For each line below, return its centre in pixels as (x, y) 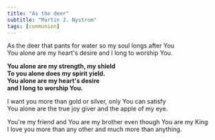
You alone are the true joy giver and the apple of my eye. (88, 109)
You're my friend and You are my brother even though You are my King (107, 122)
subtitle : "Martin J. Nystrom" (52, 20)
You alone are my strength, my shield (61, 67)
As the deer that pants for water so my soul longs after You (91, 46)
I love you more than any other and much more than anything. (95, 129)
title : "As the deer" (38, 13)
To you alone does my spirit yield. (56, 73)
